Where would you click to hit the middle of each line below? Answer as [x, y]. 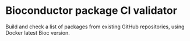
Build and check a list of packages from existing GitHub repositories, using [95, 27]
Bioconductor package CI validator [91, 11]
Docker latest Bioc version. [38, 32]
